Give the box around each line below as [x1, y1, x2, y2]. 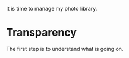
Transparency [6, 26, 77, 39]
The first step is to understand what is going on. [6, 45, 124, 52]
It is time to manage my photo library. [6, 5, 97, 12]
